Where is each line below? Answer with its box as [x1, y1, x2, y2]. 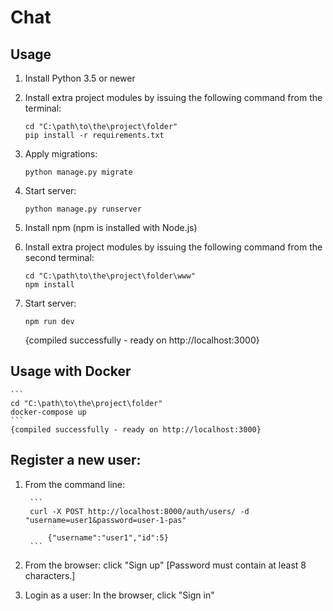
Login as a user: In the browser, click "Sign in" [24, 589, 215, 601]
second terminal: [24, 252, 95, 263]
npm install [24, 280, 75, 290]
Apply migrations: [24, 148, 98, 160]
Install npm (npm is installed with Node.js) [24, 222, 198, 233]
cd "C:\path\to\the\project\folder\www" [24, 271, 196, 281]
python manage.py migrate [24, 167, 133, 177]
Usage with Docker [10, 363, 132, 380]
